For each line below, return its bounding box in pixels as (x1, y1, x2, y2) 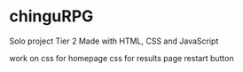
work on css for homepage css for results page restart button (9, 52, 234, 63)
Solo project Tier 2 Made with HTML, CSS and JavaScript (9, 36, 219, 46)
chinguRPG (9, 6, 94, 27)
